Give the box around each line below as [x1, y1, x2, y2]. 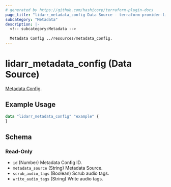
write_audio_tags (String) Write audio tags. [12, 176, 103, 182]
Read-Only [5, 148, 33, 155]
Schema [5, 132, 32, 141]
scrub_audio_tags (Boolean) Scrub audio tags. [12, 170, 109, 176]
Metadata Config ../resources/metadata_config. [10, 36, 113, 41]
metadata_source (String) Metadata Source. [12, 165, 103, 171]
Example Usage [5, 100, 56, 109]
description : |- [5, 21, 40, 27]
